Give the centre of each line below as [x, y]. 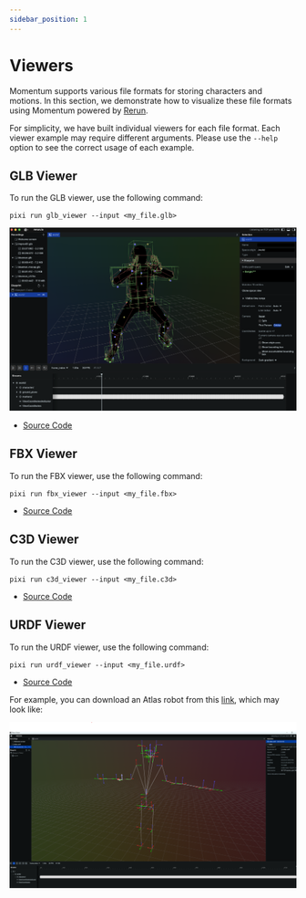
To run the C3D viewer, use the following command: [107, 561]
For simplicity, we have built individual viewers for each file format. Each [145, 128]
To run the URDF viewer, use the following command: [109, 647]
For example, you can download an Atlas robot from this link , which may [144, 699]
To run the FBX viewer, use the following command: [106, 475]
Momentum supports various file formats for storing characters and [136, 90]
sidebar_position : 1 [49, 19]
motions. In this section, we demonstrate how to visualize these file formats [151, 100]
